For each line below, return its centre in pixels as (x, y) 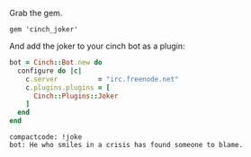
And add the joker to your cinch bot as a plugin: (97, 46)
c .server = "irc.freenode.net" (102, 79)
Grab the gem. (36, 13)
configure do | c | (50, 71)
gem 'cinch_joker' (44, 30)
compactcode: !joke (46, 137)
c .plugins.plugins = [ (68, 87)
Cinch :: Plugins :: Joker (76, 96)
